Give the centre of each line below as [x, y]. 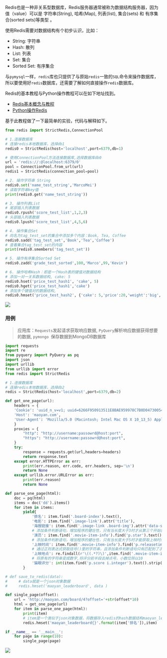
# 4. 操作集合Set [22, 231]
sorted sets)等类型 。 [33, 20]
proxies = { [26, 429]
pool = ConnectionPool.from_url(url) [44, 167]
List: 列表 [22, 53]
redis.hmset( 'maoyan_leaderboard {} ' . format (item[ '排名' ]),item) [90, 623]
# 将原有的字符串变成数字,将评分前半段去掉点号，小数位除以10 [87, 558]
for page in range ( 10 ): [39, 637]
